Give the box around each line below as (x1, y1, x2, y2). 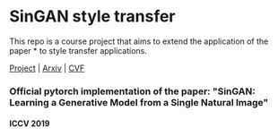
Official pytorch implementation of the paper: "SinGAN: (9, 85, 256, 98)
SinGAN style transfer (9, 6, 177, 27)
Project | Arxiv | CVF (9, 63, 85, 73)
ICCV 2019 (9, 118, 50, 129)
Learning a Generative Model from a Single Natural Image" (9, 96, 269, 108)
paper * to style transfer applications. (9, 45, 148, 55)
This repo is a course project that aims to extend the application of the (9, 36, 269, 47)
